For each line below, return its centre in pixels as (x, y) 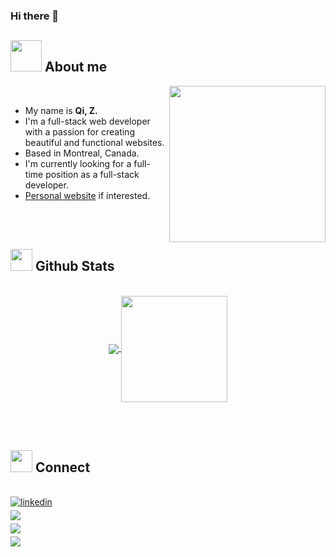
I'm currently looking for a (78, 163)
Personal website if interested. (87, 195)
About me (76, 67)
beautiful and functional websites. (94, 142)
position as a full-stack (92, 174)
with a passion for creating (79, 131)
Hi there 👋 (35, 16)
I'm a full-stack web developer (87, 121)
